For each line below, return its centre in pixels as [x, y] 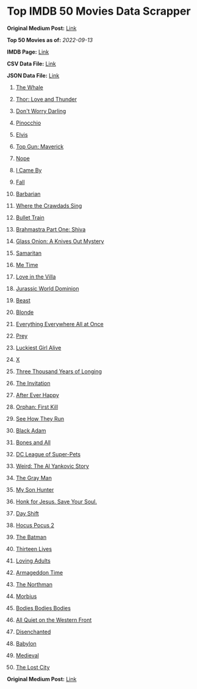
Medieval [27, 655]
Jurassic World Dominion [47, 288]
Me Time [27, 264]
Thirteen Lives [34, 549]
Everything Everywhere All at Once [60, 324]
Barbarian [28, 194]
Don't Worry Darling [41, 111]
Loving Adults [33, 561]
